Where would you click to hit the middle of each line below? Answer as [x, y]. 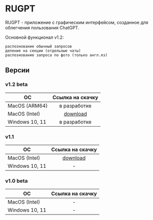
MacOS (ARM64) [28, 106]
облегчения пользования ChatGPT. [42, 27]
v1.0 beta [17, 181]
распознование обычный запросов [38, 46]
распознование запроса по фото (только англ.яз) [56, 55]
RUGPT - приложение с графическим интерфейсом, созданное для [77, 22]
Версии [17, 70]
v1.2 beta [17, 84]
